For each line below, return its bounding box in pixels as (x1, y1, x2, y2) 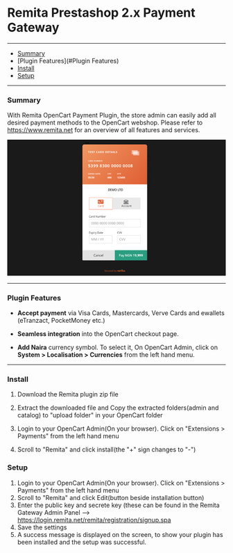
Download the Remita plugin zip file (17, 390, 119, 399)
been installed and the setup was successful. (17, 538, 147, 546)
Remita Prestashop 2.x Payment (7, 5, 196, 21)
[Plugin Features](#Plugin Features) (17, 56, 119, 65)
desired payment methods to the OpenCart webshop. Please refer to (7, 118, 203, 127)
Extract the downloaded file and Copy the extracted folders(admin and (17, 403, 219, 412)
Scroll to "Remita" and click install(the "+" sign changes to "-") (17, 445, 196, 454)
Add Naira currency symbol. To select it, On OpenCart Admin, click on (17, 343, 218, 351)
